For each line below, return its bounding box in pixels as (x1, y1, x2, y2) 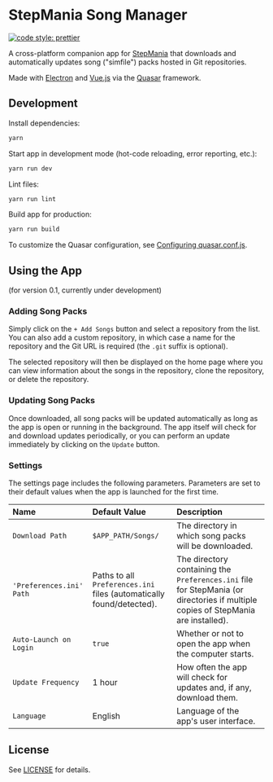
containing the (175, 564, 232, 575)
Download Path (12, 531, 67, 540)
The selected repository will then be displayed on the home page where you (8, 357, 263, 367)
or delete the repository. (8, 375, 89, 384)
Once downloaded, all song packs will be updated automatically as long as (8, 413, 258, 423)
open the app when (175, 638, 250, 649)
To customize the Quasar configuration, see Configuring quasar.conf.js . (8, 240, 248, 250)
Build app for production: (8, 209, 92, 219)
